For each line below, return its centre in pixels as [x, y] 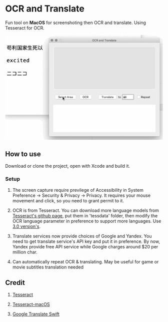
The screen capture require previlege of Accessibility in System [78, 190]
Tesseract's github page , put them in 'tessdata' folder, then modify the [85, 215]
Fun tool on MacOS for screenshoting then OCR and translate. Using [75, 23]
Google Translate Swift [36, 314]
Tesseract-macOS [31, 304]
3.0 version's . [26, 226]
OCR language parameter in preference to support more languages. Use [87, 221]
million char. [25, 252]
